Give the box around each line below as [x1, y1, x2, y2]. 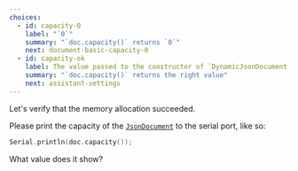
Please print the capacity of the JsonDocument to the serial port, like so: [9, 120, 266, 131]
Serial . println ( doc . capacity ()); [9, 137, 133, 146]
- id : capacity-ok [17, 54, 86, 63]
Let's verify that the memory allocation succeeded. [9, 103, 196, 113]
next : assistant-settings [25, 79, 122, 88]
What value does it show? [9, 153, 104, 164]
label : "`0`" [25, 29, 74, 38]
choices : [9, 12, 42, 22]
